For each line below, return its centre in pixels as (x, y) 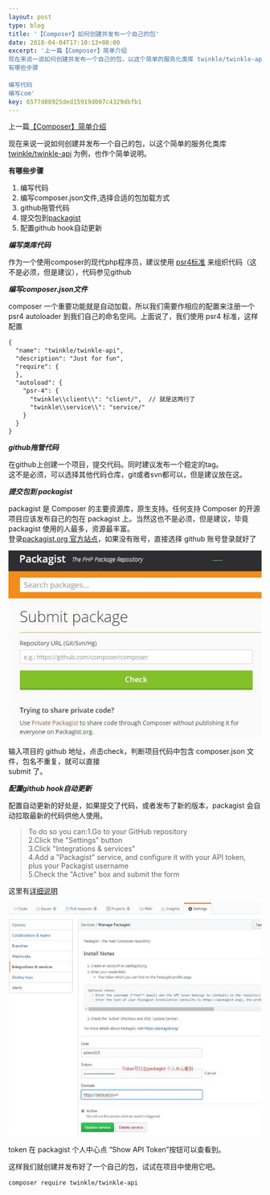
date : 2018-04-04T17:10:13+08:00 (64, 43)
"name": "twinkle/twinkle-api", (70, 351)
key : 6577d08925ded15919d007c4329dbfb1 (75, 102)
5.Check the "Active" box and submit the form (104, 874)
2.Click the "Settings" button (75, 841)
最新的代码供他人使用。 (68, 816)
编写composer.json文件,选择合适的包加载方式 (95, 198)
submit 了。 (28, 771)
